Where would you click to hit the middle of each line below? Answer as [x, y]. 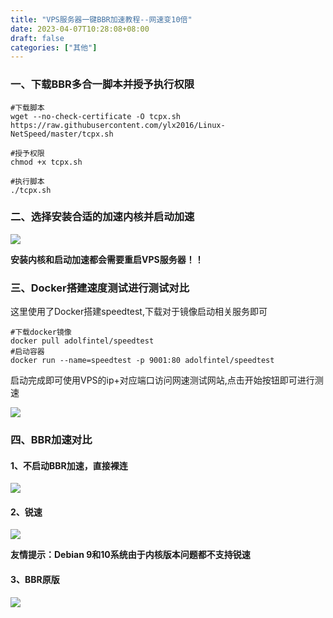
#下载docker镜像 [41, 332]
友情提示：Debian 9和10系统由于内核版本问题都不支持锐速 [130, 555]
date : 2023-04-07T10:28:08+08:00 [80, 29]
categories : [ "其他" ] [54, 47]
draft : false [37, 38]
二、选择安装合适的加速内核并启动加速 [102, 217]
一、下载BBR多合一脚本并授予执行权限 [102, 84]
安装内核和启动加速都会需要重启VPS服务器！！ [107, 259]
